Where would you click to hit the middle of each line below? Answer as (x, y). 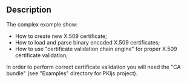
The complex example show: (42, 24)
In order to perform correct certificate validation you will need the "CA (93, 67)
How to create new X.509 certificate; (61, 36)
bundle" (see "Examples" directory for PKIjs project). (72, 73)
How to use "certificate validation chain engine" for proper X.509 (96, 49)
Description (29, 10)
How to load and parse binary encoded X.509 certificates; (87, 42)
